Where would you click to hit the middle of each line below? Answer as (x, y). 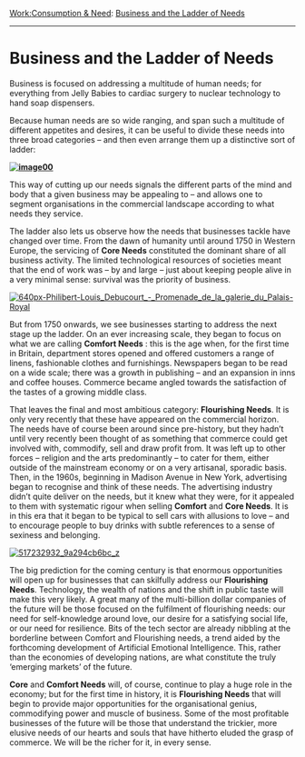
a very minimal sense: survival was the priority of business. (120, 279)
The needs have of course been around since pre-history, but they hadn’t (147, 428)
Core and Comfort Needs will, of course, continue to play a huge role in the (151, 684)
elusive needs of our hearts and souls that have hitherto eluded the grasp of (152, 732)
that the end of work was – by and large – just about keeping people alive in (151, 269)
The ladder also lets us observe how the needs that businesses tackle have (150, 231)
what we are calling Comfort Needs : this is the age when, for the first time (149, 344)
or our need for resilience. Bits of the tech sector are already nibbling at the (150, 628)
